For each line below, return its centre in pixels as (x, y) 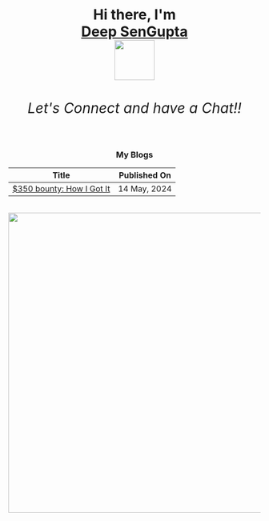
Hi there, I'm (134, 15)
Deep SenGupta (134, 32)
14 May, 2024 (145, 188)
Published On (145, 175)
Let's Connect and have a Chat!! (134, 108)
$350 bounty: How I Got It (61, 188)
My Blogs (134, 154)
